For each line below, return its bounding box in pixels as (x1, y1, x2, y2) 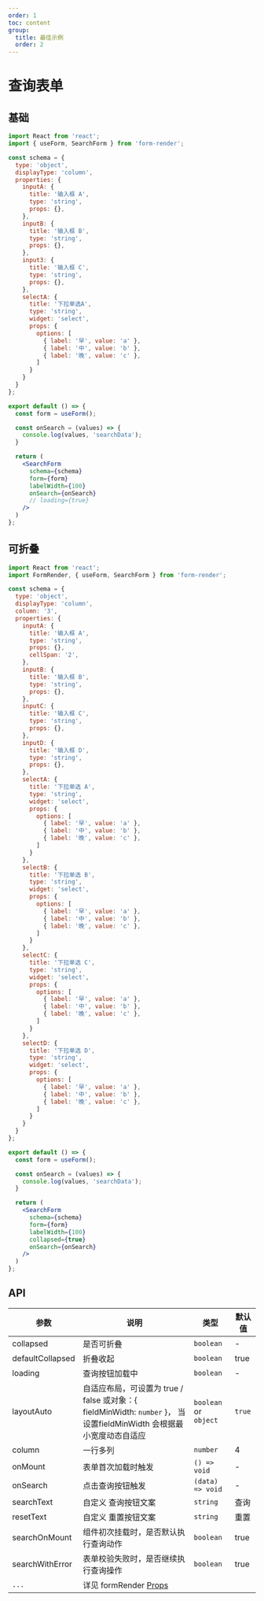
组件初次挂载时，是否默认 (82, 1526, 178, 1537)
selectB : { (22, 863, 58, 871)
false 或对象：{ (82, 1395, 137, 1406)
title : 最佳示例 (15, 33, 64, 42)
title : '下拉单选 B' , (28, 871, 96, 879)
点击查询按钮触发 (82, 1480, 146, 1491)
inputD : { (22, 739, 55, 747)
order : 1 (8, 11, 37, 20)
